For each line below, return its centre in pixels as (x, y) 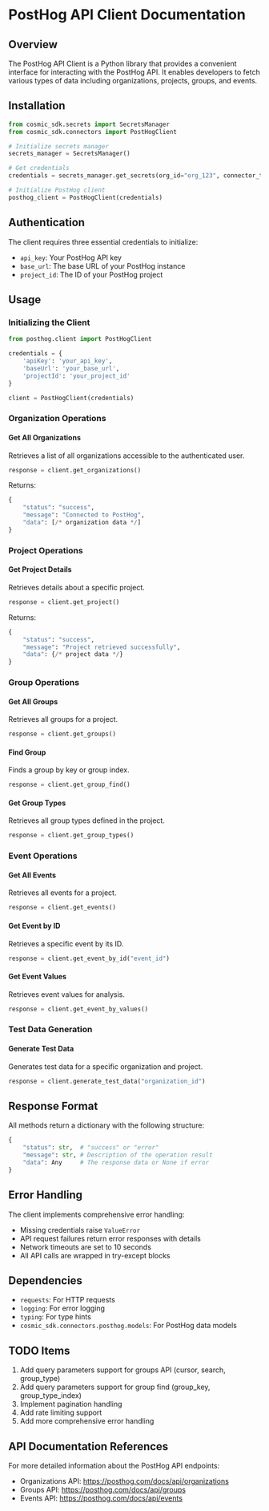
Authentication (47, 223)
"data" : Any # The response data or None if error (116, 1162)
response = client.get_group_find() (69, 785)
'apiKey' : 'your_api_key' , (68, 361)
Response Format (53, 1106)
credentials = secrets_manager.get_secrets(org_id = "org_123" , (114, 176)
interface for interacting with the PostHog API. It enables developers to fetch (134, 72)
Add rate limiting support (61, 1412)
